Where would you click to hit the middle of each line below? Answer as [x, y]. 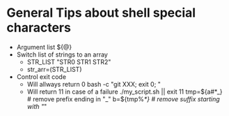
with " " [37, 106]
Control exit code [41, 77]
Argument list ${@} [44, 47]
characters [39, 28]
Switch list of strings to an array [62, 55]
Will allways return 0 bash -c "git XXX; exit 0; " [94, 84]
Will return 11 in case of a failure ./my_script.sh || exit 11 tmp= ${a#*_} [125, 92]
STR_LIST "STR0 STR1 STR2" [69, 61]
